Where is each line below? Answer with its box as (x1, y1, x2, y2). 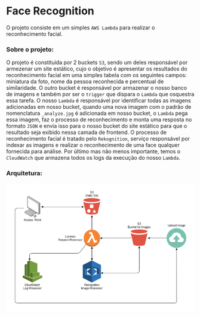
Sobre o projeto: (6, 45, 54, 53)
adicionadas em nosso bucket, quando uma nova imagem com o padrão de (6, 103, 192, 111)
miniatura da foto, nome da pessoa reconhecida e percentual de (6, 78, 164, 85)
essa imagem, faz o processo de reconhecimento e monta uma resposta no (6, 116, 192, 123)
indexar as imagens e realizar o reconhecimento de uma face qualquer (6, 142, 180, 149)
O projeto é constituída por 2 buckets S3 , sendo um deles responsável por (6, 59, 188, 66)
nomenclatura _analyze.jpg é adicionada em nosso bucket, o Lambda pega (6, 109, 188, 117)
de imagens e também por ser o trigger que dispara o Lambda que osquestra (6, 91, 195, 98)
